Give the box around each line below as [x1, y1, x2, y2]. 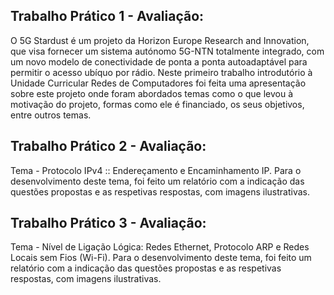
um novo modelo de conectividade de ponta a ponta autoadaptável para [10, 55, 308, 68]
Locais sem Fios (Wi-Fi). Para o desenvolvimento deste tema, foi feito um [10, 252, 312, 264]
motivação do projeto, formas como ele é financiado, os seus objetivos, [10, 98, 305, 110]
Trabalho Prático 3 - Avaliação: [10, 215, 207, 232]
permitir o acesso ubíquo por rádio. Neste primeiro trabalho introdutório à [10, 66, 313, 78]
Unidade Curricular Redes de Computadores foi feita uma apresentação [10, 77, 307, 89]
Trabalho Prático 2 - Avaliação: [10, 138, 207, 155]
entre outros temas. [10, 109, 92, 121]
